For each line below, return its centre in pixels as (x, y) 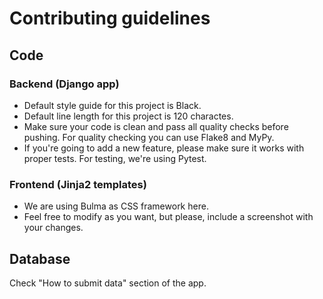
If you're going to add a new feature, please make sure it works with (164, 148)
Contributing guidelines (110, 18)
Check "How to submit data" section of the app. (108, 283)
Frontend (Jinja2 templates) (78, 184)
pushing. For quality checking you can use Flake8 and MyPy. (149, 137)
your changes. (53, 228)
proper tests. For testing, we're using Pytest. (115, 158)
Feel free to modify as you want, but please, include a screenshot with (168, 217)
